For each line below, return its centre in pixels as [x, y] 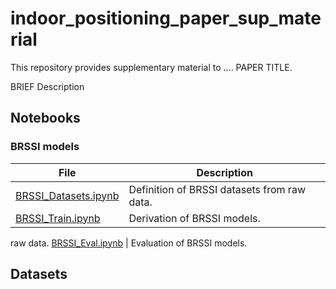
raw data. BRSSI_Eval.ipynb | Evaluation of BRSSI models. [129, 243]
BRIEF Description [47, 86]
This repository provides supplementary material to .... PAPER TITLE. [151, 67]
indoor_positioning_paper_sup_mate [166, 18]
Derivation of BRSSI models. [194, 218]
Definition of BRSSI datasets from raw [217, 189]
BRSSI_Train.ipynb [58, 218]
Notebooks [45, 118]
